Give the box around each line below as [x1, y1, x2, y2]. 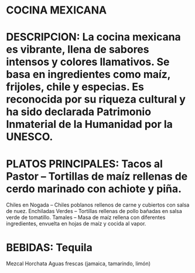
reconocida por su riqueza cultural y [6, 93, 186, 106]
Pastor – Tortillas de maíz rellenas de [6, 170, 188, 183]
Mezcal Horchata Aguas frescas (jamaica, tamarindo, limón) [6, 260, 151, 267]
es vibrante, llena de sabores [6, 43, 149, 56]
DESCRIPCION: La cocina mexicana [6, 31, 182, 44]
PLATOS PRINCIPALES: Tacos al [6, 157, 163, 170]
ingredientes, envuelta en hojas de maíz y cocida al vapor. [6, 220, 146, 227]
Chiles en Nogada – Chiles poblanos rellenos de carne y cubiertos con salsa [6, 201, 190, 208]
